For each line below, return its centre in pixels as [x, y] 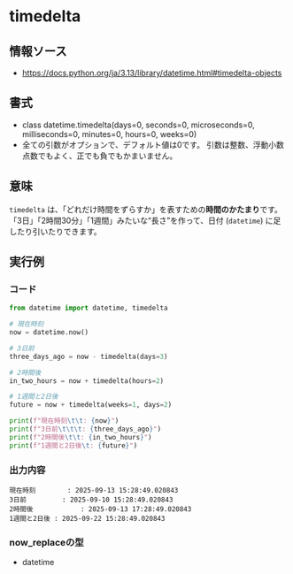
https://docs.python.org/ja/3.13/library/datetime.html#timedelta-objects [152, 73]
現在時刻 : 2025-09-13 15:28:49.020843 [94, 490]
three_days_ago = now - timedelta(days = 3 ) [89, 356]
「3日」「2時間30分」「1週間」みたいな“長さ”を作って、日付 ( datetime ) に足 [145, 220]
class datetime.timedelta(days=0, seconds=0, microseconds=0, [138, 125]
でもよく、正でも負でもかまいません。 [108, 156]
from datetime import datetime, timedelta [89, 308]
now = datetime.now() [49, 333]
